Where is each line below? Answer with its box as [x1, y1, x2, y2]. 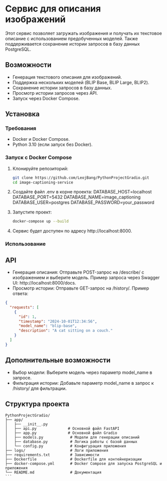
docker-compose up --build [12, 219, 69, 224]
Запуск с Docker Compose [5, 154, 72, 161]
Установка [5, 110, 40, 118]
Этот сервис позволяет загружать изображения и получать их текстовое [5, 30, 162, 36]
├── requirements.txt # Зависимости [5, 452, 99, 457]
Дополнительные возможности [5, 356, 111, 365]
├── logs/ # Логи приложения [5, 448, 108, 453]
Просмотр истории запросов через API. [12, 90, 98, 96]
